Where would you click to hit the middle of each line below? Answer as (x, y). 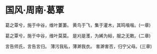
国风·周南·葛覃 (35, 10)
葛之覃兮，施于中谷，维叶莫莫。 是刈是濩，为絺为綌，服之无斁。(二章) (78, 35)
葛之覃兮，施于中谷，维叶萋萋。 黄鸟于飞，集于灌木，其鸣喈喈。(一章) (78, 25)
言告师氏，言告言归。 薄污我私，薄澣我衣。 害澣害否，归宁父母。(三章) (79, 46)
